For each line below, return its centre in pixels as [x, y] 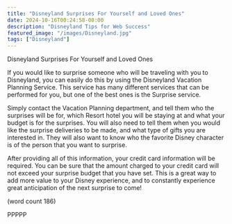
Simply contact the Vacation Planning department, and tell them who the [111, 108]
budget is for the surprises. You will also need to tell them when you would [114, 123]
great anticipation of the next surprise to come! [75, 188]
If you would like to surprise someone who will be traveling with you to [108, 73]
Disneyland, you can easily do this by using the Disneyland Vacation [105, 80]
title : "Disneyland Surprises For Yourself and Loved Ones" [96, 14]
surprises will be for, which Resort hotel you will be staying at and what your [116, 116]
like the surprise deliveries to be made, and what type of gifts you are [107, 130]
